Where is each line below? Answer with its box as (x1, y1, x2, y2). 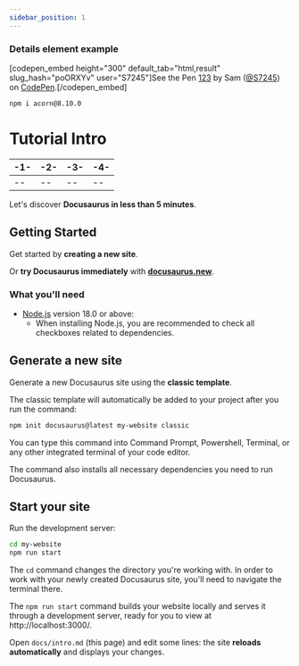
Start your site (9, 499, 91, 514)
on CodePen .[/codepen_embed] (9, 81, 128, 92)
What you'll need (9, 287, 85, 300)
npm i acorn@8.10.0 (9, 99, 82, 108)
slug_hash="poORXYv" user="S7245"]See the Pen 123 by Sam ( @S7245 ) (9, 72, 280, 83)
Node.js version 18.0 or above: (21, 308, 135, 319)
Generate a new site (9, 354, 123, 369)
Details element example (9, 42, 119, 54)
